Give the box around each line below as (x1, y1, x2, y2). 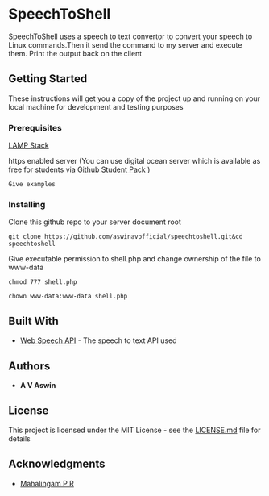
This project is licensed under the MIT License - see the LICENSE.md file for (8, 425, 261, 435)
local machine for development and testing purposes (8, 102, 184, 111)
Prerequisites (8, 122, 62, 133)
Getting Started (8, 72, 88, 85)
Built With (8, 314, 59, 327)
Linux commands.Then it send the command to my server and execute (8, 40, 242, 49)
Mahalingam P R (19, 478, 75, 488)
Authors (8, 359, 51, 373)
